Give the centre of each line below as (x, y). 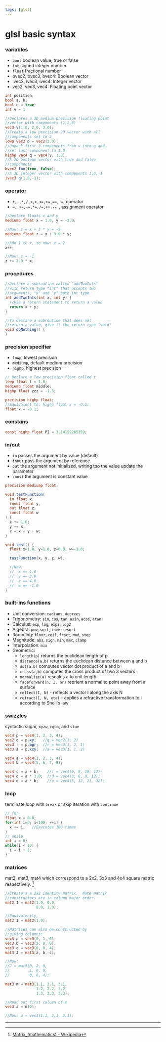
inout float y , (25, 504)
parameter (23, 471)
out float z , (23, 508)
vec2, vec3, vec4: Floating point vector (52, 87)
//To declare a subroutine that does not (48, 320)
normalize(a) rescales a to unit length (58, 676)
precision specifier (28, 347)
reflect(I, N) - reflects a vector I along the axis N (71, 692)
